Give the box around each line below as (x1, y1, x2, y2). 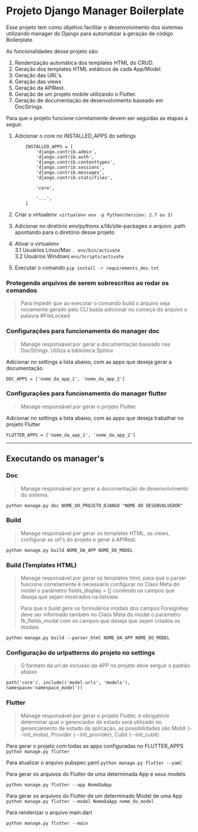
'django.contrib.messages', (36, 170, 105, 175)
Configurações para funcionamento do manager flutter (6, 389, 167, 398)
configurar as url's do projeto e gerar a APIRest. (20, 536, 137, 543)
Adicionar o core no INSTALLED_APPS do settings (14, 132, 136, 139)
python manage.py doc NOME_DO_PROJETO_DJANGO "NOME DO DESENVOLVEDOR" (6, 502, 183, 509)
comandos (6, 286, 37, 294)
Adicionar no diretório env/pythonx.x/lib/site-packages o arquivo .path (14, 222, 186, 229)
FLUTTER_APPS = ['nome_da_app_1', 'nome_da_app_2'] (6, 432, 136, 438)
